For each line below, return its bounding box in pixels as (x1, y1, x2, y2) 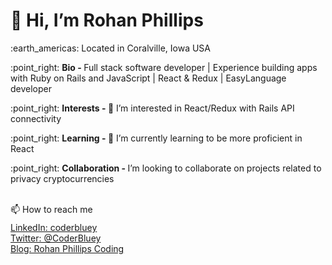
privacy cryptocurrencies (10, 172, 115, 184)
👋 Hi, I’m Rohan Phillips (10, 9, 204, 32)
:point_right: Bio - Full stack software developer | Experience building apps (10, 61, 318, 73)
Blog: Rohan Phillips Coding (10, 242, 125, 254)
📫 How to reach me (10, 203, 93, 215)
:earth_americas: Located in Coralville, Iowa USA (10, 42, 211, 54)
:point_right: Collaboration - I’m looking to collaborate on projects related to (10, 162, 322, 174)
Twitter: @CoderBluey (10, 232, 102, 244)
